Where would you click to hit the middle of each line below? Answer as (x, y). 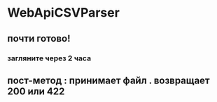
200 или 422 (36, 91)
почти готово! (39, 39)
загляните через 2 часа (49, 58)
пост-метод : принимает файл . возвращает (108, 80)
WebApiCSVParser (64, 13)
